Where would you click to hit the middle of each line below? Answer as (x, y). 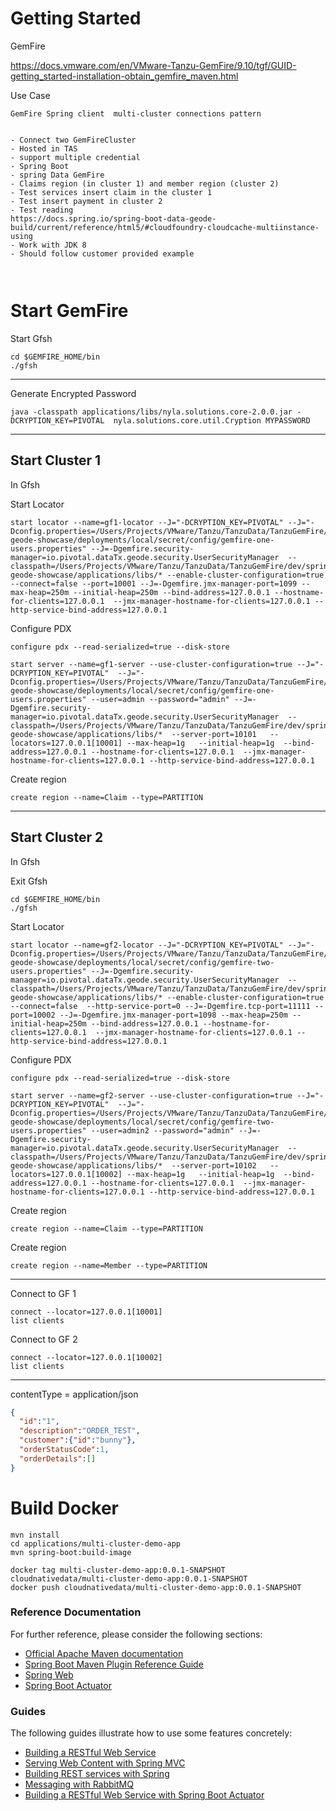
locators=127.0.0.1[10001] (66, 743)
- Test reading (42, 210)
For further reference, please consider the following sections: (136, 1634)
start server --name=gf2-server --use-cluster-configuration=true (151, 1095)
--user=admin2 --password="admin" (162, 1130)
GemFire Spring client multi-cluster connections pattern (136, 113)
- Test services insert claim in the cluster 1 (111, 192)
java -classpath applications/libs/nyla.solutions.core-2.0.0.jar (151, 412)
